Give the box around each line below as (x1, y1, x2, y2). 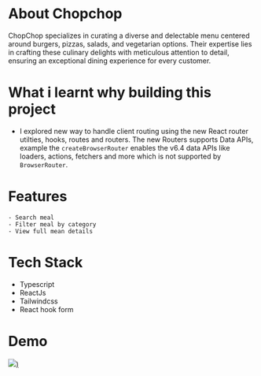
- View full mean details (8, 227, 93, 235)
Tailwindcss (19, 296, 58, 306)
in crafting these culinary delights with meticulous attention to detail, (8, 47, 230, 57)
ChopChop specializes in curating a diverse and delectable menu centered (8, 31, 250, 40)
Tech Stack (8, 254, 83, 271)
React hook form (19, 304, 74, 314)
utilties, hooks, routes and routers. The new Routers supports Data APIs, (19, 135, 254, 144)
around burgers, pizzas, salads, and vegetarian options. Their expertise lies (8, 39, 252, 48)
